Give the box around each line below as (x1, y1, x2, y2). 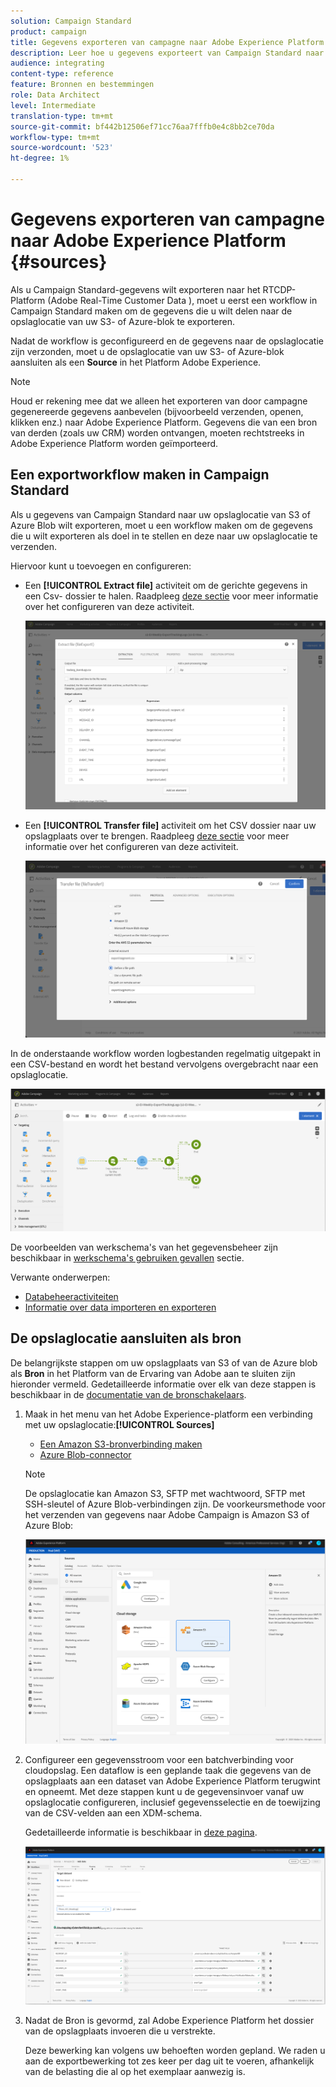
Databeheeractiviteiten (24, 1290, 119, 1302)
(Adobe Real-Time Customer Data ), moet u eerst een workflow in (47, 294, 318, 306)
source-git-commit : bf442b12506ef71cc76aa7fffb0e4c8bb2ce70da (10, 121, 275, 132)
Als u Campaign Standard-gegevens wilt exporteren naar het (10, 283, 261, 295)
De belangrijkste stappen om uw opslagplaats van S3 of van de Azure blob (10, 1356, 318, 1369)
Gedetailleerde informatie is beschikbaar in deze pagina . (24, 1826, 258, 1839)
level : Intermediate (10, 100, 97, 110)
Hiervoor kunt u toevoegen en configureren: (10, 560, 192, 572)
